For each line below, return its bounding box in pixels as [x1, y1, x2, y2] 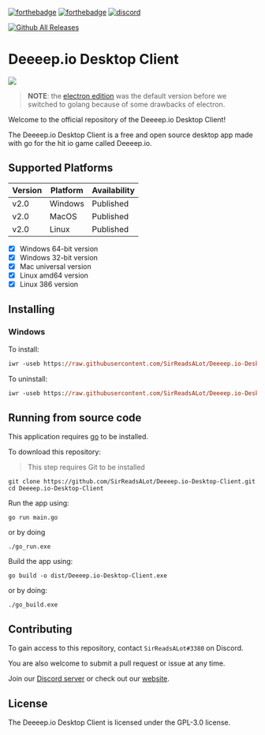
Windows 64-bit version [19, 244, 99, 253]
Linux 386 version [19, 280, 79, 289]
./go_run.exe [8, 543, 51, 551]
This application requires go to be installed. [8, 432, 148, 442]
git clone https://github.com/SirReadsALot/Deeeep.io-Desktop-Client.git [8, 478, 256, 486]
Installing [8, 303, 55, 316]
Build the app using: [8, 557, 73, 566]
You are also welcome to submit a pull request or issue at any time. [8, 659, 226, 668]
